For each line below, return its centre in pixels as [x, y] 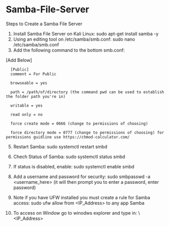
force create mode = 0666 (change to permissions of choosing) [79, 124]
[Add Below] [19, 60]
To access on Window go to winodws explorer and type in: [75, 213]
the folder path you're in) [36, 96]
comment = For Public [34, 74]
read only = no [27, 114]
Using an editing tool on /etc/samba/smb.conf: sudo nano [74, 39]
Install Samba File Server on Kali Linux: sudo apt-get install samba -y [86, 33]
